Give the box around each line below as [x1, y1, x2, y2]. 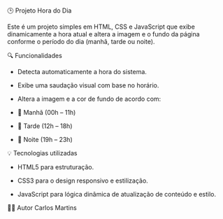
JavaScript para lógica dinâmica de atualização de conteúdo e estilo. [17, 190, 217, 198]
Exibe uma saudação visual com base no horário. [17, 81, 159, 90]
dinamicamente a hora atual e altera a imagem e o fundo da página [7, 30, 201, 38]
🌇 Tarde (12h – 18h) [17, 122, 73, 130]
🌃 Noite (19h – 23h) [17, 136, 73, 143]
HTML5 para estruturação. [17, 163, 94, 171]
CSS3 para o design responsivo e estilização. [17, 176, 148, 185]
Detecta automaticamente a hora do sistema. [17, 68, 147, 76]
